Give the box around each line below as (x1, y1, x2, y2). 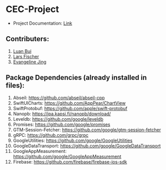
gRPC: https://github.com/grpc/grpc (13, 132, 89, 138)
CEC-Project (6, 4, 60, 15)
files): (6, 81, 25, 90)
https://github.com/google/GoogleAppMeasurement (13, 153, 122, 159)
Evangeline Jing (13, 59, 47, 65)
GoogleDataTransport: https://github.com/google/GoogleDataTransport (13, 142, 161, 149)
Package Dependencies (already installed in (6, 73, 147, 82)
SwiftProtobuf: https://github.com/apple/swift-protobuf (13, 105, 128, 111)
